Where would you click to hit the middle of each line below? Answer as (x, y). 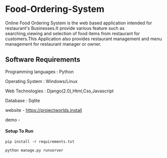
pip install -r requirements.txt (40, 142)
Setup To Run (19, 131)
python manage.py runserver (34, 150)
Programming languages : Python (39, 72)
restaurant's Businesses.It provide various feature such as (65, 28)
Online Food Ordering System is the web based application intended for (79, 23)
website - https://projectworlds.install (44, 110)
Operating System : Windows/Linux (41, 81)
